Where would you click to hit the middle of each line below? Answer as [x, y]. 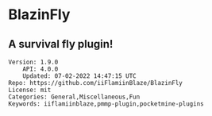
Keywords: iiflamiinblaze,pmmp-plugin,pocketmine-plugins [106, 104]
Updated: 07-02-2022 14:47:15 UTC [79, 76]
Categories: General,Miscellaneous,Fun [74, 97]
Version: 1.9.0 [33, 62]
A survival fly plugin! [61, 44]
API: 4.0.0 [40, 69]
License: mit [30, 90]
